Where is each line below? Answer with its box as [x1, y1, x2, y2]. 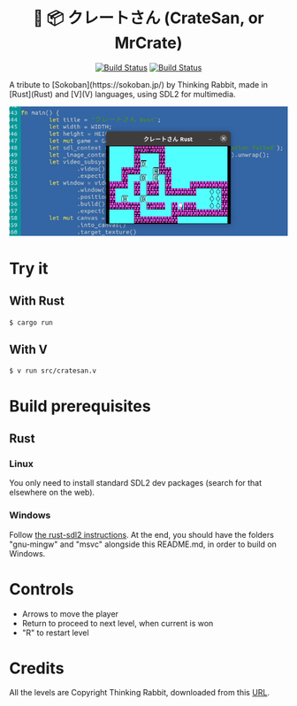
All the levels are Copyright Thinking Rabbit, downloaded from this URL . [9, 687, 270, 698]
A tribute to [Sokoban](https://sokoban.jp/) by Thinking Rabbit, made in [9, 79, 268, 89]
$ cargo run [9, 318, 53, 327]
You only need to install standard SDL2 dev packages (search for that [9, 478, 263, 488]
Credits [9, 658, 65, 678]
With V [9, 342, 48, 357]
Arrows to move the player [21, 608, 119, 619]
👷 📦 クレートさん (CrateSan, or [32, 8, 265, 28]
